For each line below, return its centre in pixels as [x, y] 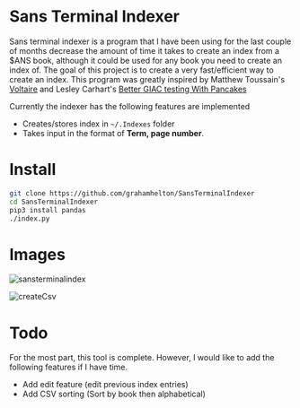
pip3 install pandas [48, 210]
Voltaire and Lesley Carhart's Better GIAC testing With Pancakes [128, 89]
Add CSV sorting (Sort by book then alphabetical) [114, 394]
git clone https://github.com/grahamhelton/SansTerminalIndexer [132, 193]
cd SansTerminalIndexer [54, 202]
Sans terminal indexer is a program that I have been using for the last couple [150, 41]
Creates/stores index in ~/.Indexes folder [98, 124]
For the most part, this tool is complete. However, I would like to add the [142, 358]
